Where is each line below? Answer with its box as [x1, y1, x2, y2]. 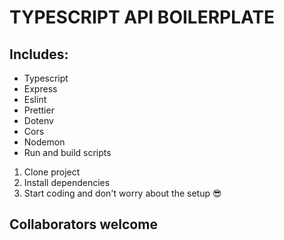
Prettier [23, 104, 55, 116]
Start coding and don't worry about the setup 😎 [23, 187, 222, 199]
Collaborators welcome [9, 216, 158, 233]
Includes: [9, 46, 69, 63]
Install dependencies [23, 177, 111, 188]
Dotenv [23, 115, 54, 126]
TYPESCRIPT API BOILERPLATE [9, 6, 276, 29]
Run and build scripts [23, 147, 112, 158]
